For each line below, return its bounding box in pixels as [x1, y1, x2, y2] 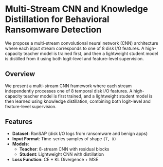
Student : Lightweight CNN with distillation [19, 151, 104, 157]
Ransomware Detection [5, 24, 102, 35]
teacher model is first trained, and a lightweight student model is [23, 93, 153, 99]
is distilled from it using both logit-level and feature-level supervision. [5, 56, 144, 61]
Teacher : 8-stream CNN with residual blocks [19, 146, 109, 152]
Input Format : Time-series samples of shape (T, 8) [12, 135, 117, 142]
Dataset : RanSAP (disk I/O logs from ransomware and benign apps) [12, 130, 148, 136]
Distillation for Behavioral [5, 14, 109, 25]
